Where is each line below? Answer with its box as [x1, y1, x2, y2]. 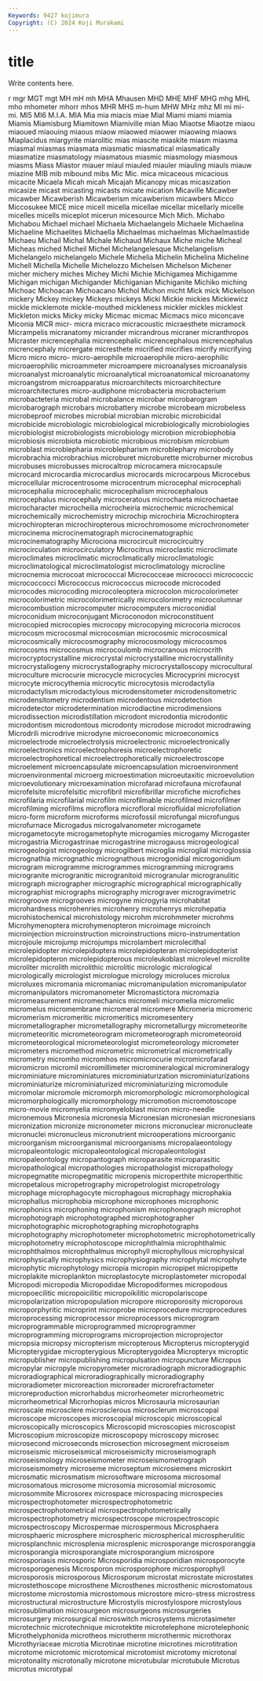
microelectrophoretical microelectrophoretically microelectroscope [8, 754, 225, 763]
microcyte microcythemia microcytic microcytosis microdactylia [8, 679, 215, 688]
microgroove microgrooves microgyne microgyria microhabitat [8, 896, 210, 905]
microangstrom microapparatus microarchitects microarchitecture [8, 378, 221, 388]
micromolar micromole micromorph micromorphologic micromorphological [8, 1088, 250, 1098]
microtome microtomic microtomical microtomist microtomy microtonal [8, 1648, 237, 1657]
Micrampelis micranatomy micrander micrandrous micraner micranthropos [8, 328, 249, 337]
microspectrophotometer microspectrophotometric [8, 1497, 173, 1506]
